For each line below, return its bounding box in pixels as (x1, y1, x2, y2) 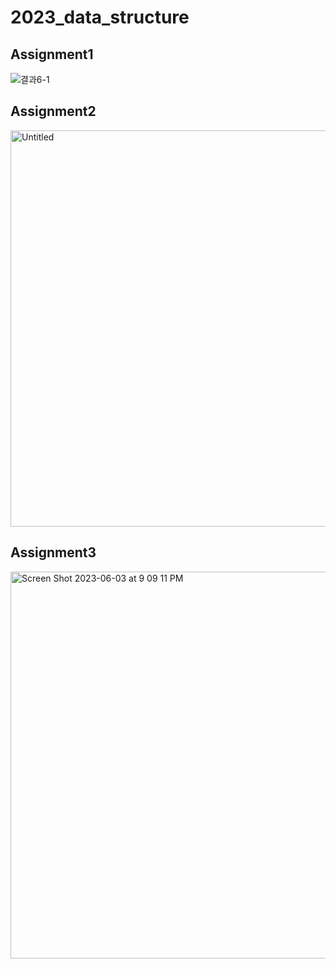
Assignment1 (10, 46, 94, 63)
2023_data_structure (10, 6, 190, 29)
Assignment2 (10, 103, 97, 120)
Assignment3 (10, 544, 97, 561)
